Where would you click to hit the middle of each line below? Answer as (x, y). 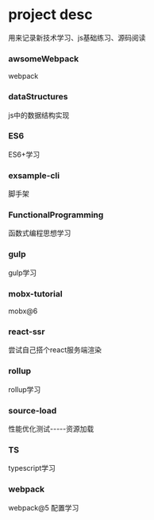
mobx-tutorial (35, 293)
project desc (50, 15)
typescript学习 (32, 468)
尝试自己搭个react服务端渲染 (55, 350)
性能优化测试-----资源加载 (51, 429)
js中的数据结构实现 (39, 115)
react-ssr (27, 332)
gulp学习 (23, 273)
